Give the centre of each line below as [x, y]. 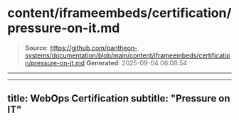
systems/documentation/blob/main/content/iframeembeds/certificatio [127, 55]
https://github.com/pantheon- [94, 48]
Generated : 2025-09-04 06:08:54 [137, 62]
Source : [37, 48]
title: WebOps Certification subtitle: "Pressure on [119, 98]
